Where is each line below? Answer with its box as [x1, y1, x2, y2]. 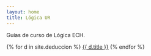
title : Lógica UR [6, 15, 51, 21]
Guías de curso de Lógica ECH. [6, 31, 86, 38]
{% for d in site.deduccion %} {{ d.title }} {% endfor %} [6, 43, 145, 51]
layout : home [6, 9, 40, 15]
